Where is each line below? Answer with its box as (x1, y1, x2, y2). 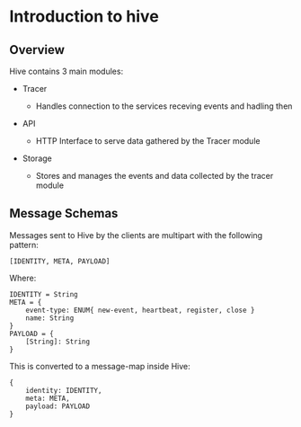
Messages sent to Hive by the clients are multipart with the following (9, 229, 263, 240)
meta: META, (25, 394, 70, 403)
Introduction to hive (9, 6, 159, 27)
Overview (9, 42, 66, 58)
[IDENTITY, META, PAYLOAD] (9, 256, 111, 266)
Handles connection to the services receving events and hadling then (35, 101, 293, 111)
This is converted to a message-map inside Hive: (9, 360, 190, 371)
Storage (22, 153, 52, 164)
